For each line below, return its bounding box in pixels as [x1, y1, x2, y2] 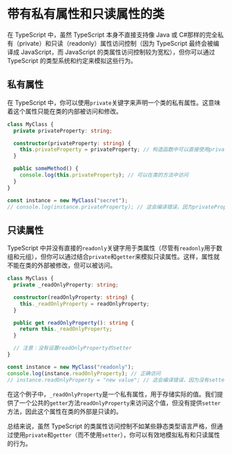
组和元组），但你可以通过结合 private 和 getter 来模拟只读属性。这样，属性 [7, 253, 214, 261]
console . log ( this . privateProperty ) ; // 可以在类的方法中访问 [19, 172, 188, 179]
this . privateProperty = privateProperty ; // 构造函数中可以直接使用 [19, 146, 209, 153]
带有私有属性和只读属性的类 [7, 6, 165, 22]
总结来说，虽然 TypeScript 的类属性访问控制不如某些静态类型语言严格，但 [7, 421, 217, 430]
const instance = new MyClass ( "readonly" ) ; [7, 363, 135, 370]
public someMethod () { [13, 165, 79, 172]
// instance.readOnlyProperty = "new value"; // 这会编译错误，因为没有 [7, 376, 209, 383]
